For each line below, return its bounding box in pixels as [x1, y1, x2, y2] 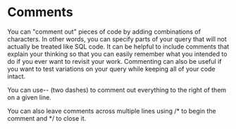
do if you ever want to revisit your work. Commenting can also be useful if [7, 57, 222, 65]
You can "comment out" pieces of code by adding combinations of [7, 27, 201, 36]
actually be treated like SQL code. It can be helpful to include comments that [7, 42, 230, 50]
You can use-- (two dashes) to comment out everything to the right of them [7, 86, 227, 94]
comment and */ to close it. [7, 114, 87, 123]
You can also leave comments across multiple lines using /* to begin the [7, 107, 216, 115]
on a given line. [7, 93, 51, 102]
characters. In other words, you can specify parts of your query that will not [7, 34, 227, 43]
